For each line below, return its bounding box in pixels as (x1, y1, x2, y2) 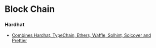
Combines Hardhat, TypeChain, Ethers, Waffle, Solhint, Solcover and (11, 32, 151, 38)
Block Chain (4, 3, 55, 15)
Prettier (11, 38, 27, 44)
